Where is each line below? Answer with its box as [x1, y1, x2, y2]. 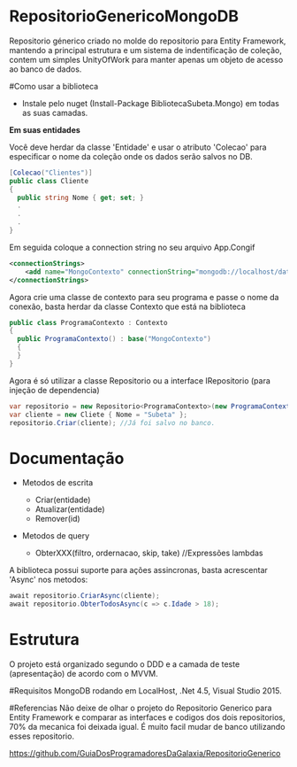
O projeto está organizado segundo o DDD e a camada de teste [9, 659, 240, 670]
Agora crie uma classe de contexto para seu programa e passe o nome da [9, 291, 279, 302]
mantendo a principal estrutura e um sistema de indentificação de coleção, [9, 44, 283, 55]
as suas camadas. [21, 107, 88, 118]
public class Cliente [9, 176, 89, 185]
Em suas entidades [9, 124, 81, 135]
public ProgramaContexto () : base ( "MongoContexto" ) [17, 335, 212, 344]
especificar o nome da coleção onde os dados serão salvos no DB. [9, 151, 254, 161]
